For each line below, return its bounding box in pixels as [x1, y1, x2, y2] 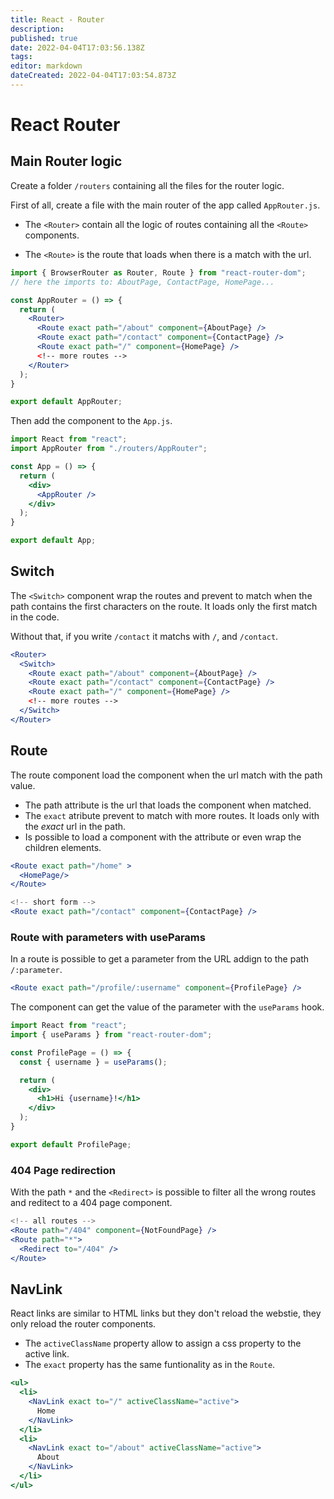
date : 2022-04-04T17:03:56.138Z [10, 42, 145, 53]
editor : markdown [10, 61, 83, 71]
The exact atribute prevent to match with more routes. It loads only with [24, 809, 320, 821]
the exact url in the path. [24, 820, 127, 832]
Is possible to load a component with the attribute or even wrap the [24, 831, 302, 843]
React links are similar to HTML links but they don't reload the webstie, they [10, 1307, 322, 1320]
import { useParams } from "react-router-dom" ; [10, 1030, 213, 1040]
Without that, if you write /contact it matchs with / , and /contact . [10, 630, 279, 642]
